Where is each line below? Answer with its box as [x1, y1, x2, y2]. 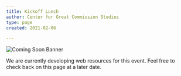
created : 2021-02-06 [6, 25, 57, 31]
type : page [6, 19, 33, 25]
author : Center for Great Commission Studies [6, 14, 119, 20]
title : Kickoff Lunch [6, 8, 59, 15]
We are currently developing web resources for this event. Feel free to [6, 57, 175, 64]
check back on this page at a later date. [6, 64, 101, 71]
